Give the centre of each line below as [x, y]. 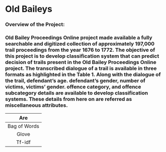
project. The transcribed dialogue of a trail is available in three [81, 68]
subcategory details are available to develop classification [77, 93]
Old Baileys [29, 9]
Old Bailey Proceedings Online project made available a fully [79, 38]
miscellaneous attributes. [37, 105]
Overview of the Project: [35, 25]
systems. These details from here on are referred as [69, 99]
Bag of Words [23, 126]
